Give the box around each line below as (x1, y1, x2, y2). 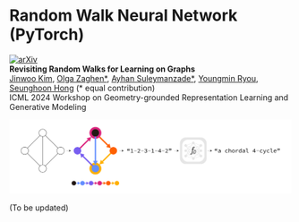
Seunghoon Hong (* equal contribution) (9, 82, 156, 93)
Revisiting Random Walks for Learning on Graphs (9, 64, 195, 74)
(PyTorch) (9, 24, 85, 45)
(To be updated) (9, 202, 69, 213)
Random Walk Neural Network (9, 5, 238, 26)
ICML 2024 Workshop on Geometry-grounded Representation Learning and (9, 91, 289, 103)
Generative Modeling (9, 101, 87, 112)
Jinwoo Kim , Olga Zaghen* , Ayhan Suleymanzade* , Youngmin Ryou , (9, 73, 259, 83)
